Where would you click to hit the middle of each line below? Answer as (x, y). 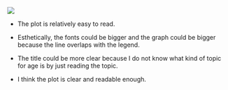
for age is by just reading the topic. (67, 66)
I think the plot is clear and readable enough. (82, 79)
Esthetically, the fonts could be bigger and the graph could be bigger (116, 37)
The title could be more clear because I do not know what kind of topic (119, 58)
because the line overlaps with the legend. (78, 45)
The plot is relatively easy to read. (66, 24)
